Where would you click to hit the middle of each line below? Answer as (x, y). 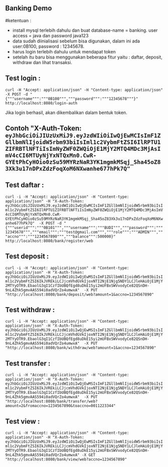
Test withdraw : (30, 310)
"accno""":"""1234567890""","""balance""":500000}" (60, 237)
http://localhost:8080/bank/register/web (49, 241)
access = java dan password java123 (51, 35)
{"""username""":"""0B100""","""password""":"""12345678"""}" (72, 99)
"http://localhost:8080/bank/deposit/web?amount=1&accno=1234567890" (80, 295)
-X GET (89, 455)
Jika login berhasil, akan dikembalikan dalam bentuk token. (66, 112)
